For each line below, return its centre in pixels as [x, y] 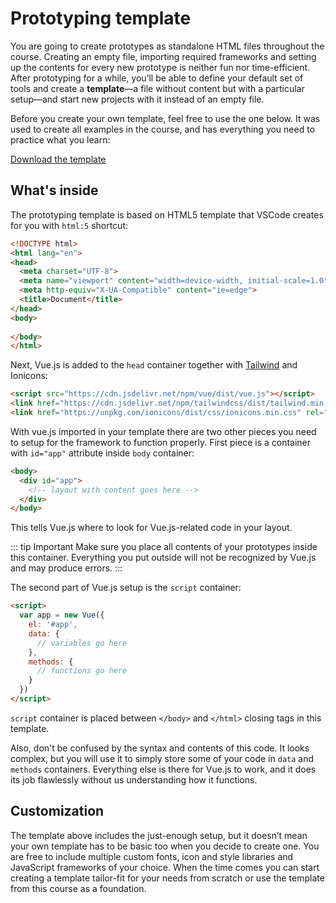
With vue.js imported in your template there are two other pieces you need [163, 431]
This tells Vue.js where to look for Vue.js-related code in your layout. [151, 528]
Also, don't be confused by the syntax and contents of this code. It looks [160, 748]
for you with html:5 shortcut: [69, 225]
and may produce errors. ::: [66, 568]
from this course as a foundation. [78, 888]
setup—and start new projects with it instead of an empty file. [137, 99]
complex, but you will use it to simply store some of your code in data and [162, 758]
